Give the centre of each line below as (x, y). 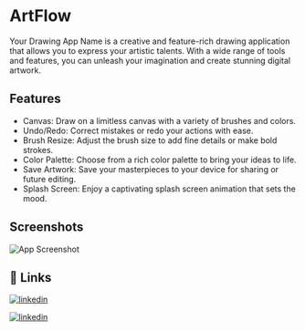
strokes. (38, 150)
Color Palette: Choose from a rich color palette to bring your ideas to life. (159, 160)
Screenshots (47, 228)
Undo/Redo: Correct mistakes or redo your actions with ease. (138, 130)
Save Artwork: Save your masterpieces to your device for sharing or (151, 169)
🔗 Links (31, 278)
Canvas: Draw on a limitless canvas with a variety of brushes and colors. (159, 120)
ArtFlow (40, 16)
